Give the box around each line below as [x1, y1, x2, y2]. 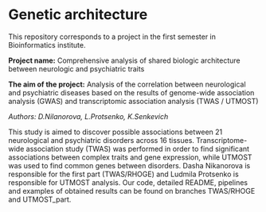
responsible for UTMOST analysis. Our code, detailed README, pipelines [8, 177, 248, 187]
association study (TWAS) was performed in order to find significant [25, 144, 249, 153]
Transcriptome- [196, 135, 248, 145]
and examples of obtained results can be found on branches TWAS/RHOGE [8, 186, 256, 195]
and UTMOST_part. [8, 195, 72, 204]
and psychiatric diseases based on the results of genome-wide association [8, 87, 255, 97]
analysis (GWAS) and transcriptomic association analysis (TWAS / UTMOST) [8, 96, 259, 106]
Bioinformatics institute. [8, 40, 86, 49]
